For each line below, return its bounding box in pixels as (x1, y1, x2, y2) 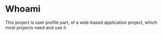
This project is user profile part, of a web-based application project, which (5, 19, 158, 25)
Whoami (5, 3, 41, 15)
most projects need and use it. (5, 24, 68, 30)
